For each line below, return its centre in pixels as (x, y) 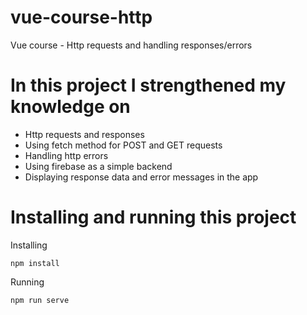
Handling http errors (66, 155)
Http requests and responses (84, 134)
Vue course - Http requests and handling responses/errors (131, 45)
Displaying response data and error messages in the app (141, 177)
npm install (35, 263)
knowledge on (70, 107)
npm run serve (40, 300)
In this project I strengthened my (148, 85)
